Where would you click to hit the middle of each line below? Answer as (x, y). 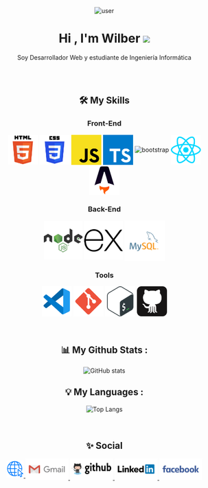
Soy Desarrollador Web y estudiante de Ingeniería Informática (104, 57)
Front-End (104, 124)
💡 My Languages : (104, 392)
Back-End (104, 209)
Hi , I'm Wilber (100, 39)
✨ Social (104, 445)
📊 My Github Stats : (104, 350)
